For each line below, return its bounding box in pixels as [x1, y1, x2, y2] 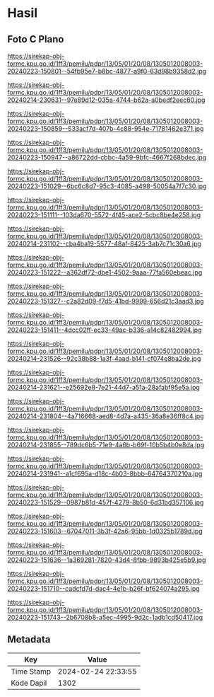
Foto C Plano [7, 33, 64, 45]
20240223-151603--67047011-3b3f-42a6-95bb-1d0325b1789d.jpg [7, 527, 203, 535]
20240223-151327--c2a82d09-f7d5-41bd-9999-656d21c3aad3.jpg [7, 297, 204, 305]
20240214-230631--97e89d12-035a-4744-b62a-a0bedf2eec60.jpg [7, 96, 206, 104]
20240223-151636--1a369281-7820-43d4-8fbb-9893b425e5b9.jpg [7, 555, 206, 564]
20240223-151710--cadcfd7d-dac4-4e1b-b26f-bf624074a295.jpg [7, 584, 200, 592]
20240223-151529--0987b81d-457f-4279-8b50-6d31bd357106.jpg [7, 498, 204, 507]
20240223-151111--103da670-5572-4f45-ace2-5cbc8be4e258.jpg [7, 211, 201, 219]
